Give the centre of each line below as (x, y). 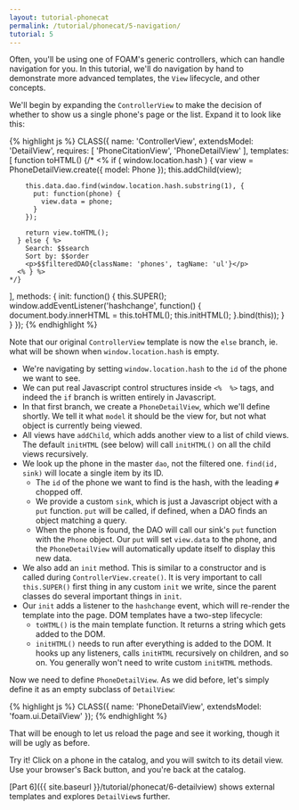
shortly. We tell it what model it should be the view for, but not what (144, 417)
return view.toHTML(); (67, 233)
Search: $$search (57, 249)
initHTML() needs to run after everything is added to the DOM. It (153, 644)
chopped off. (59, 492)
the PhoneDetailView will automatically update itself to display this (155, 549)
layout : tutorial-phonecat (59, 17)
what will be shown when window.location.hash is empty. (114, 351)
